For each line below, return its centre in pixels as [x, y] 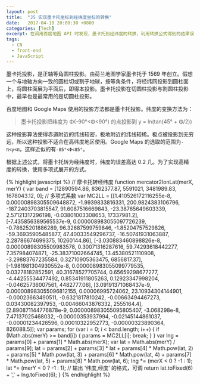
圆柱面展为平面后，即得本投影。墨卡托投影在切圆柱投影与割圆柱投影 [105, 89]
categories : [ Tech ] [30, 28]
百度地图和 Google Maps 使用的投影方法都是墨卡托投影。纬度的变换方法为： [100, 109]
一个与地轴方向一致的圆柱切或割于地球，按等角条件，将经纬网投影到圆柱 [95, 81]
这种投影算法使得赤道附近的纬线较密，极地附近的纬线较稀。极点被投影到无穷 [100, 134]
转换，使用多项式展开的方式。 [53, 169]
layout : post [22, 12]
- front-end [26, 51]
